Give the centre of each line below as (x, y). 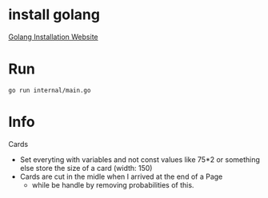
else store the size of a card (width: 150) (86, 168)
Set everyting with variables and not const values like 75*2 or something (140, 159)
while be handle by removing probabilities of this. (113, 184)
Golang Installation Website (53, 37)
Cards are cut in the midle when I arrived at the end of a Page (121, 176)
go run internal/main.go (50, 90)
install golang (54, 15)
